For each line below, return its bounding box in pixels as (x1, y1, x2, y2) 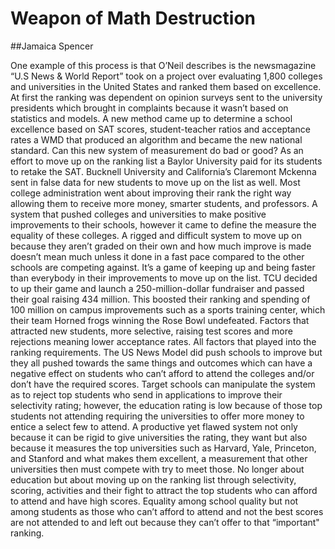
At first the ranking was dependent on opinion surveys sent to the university (10, 91, 323, 103)
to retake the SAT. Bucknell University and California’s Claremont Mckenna (10, 165, 317, 177)
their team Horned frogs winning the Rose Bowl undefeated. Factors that (10, 314, 310, 326)
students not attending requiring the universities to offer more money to (10, 410, 305, 422)
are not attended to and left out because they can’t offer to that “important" (10, 516, 320, 528)
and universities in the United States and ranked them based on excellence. (10, 80, 322, 92)
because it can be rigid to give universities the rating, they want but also (10, 431, 308, 443)
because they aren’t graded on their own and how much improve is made (10, 240, 312, 252)
